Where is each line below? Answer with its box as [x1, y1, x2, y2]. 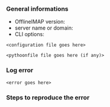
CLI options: [14, 31, 44, 38]
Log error [6, 66, 34, 74]
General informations [6, 5, 69, 13]
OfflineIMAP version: [14, 18, 65, 25]
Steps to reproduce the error [6, 93, 90, 102]
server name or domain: [14, 24, 73, 31]
